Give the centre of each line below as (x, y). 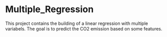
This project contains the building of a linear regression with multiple (77, 23)
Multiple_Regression (49, 9)
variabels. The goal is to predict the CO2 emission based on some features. (84, 28)
